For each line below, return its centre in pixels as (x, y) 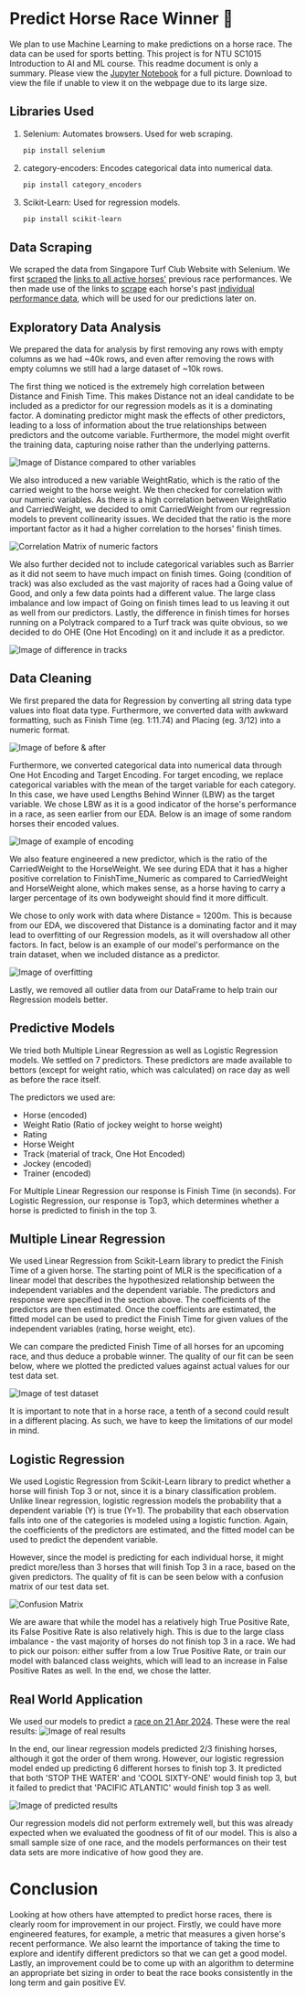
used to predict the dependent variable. (84, 1540)
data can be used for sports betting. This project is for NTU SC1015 (136, 53)
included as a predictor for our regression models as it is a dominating (141, 406)
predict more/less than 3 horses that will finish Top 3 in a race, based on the (153, 1567)
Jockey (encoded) (57, 1163)
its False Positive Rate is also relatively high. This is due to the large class (147, 1632)
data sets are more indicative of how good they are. (106, 1853)
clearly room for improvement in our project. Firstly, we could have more (145, 1924)
